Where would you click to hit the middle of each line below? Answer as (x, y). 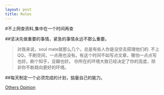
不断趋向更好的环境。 (47, 67)
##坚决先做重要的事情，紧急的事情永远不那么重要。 (57, 39)
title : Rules (18, 14)
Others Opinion (20, 87)
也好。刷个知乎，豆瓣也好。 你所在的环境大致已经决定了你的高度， (84, 61)
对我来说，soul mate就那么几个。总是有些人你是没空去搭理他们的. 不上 (88, 49)
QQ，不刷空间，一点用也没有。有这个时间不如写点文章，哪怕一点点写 (87, 55)
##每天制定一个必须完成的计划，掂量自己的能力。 (55, 78)
